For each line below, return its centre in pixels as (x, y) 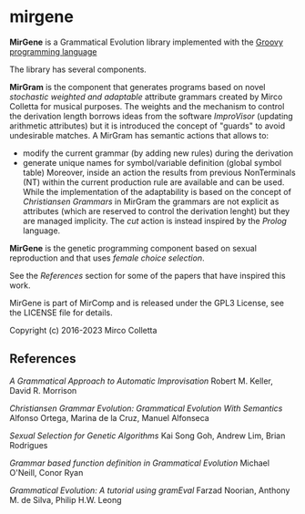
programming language (53, 51)
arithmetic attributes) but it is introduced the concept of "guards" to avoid (147, 126)
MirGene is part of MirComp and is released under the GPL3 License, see (147, 303)
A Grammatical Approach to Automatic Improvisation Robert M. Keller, (141, 381)
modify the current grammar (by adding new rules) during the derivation (158, 153)
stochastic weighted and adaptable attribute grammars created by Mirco (146, 97)
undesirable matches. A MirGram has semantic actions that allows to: (139, 135)
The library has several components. (78, 69)
